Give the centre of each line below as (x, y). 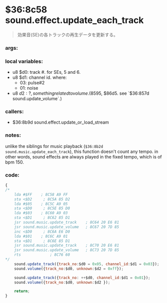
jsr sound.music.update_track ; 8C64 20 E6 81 (67, 223)
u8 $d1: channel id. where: (40, 77)
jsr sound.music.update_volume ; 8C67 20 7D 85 (67, 227)
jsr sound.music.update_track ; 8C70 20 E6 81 (67, 246)
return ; (22, 291)
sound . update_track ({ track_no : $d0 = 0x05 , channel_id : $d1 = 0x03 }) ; (87, 264)
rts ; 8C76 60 (42, 255)
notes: (13, 135)
